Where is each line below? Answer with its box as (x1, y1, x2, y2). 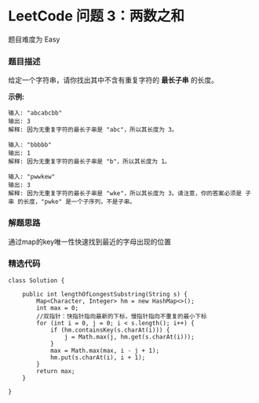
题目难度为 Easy (8, 34, 60, 44)
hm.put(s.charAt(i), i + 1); (49, 354, 146, 361)
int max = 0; (36, 303, 79, 312)
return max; (36, 367, 76, 375)
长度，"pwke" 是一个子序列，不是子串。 (23, 198, 136, 206)
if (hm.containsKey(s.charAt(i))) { (49, 326, 170, 334)
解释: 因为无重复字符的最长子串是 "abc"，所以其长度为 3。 (8, 126, 178, 134)
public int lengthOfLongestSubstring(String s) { (22, 290, 188, 298)
